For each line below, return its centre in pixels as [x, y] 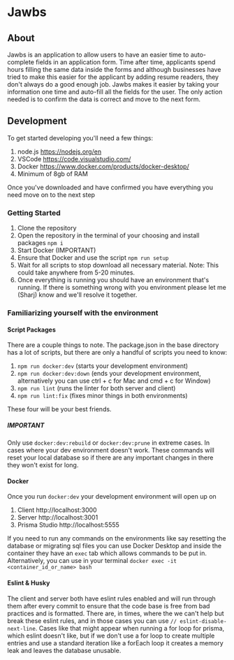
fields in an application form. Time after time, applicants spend [126, 62]
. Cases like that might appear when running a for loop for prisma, [130, 628]
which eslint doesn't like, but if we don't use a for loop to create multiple [111, 636]
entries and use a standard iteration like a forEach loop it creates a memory [115, 643]
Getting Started [34, 212]
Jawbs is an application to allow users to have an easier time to [98, 54]
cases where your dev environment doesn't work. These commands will [111, 450]
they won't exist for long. [43, 465]
